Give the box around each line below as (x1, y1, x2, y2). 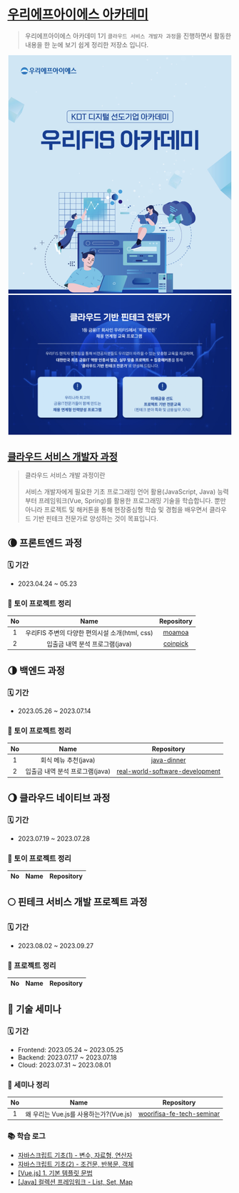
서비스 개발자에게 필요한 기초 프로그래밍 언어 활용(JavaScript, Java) (24, 487, 216, 496)
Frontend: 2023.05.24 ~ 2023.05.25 (17, 1045, 123, 1054)
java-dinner (151, 755, 186, 764)
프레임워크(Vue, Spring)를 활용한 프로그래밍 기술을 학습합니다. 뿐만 (38, 496, 226, 504)
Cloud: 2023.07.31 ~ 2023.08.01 (17, 1060, 111, 1069)
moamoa (163, 628, 189, 637)
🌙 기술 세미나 (7, 1003, 62, 1015)
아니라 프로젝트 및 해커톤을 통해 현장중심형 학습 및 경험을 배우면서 (24, 505, 208, 514)
